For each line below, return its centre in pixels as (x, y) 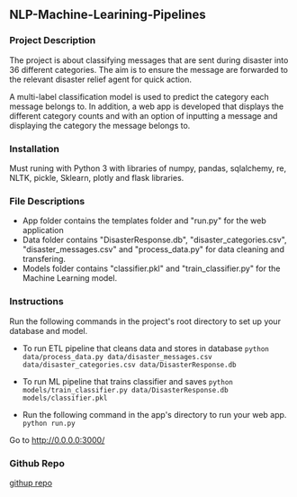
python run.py (49, 423)
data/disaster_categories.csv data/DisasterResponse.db (129, 365)
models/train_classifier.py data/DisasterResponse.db (125, 390)
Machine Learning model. (70, 278)
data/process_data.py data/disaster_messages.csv (117, 357)
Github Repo (37, 463)
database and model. (49, 330)
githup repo (31, 483)
